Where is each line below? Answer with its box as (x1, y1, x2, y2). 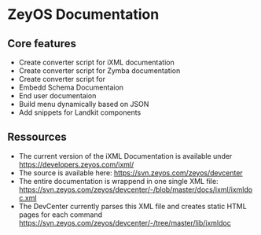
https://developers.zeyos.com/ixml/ (18, 160, 134, 169)
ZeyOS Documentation (7, 6, 160, 24)
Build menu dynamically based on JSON (18, 100, 149, 108)
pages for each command (18, 210, 103, 219)
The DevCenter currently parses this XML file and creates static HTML (18, 201, 247, 211)
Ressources (7, 130, 68, 144)
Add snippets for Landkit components (18, 108, 142, 117)
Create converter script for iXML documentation (18, 57, 175, 67)
